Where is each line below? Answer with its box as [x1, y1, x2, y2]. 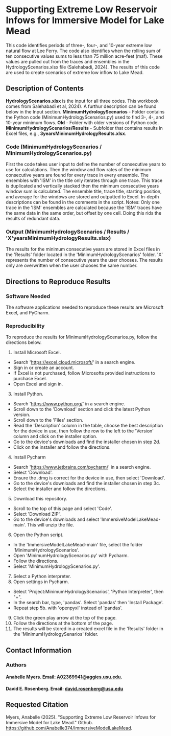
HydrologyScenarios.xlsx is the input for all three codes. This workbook [6, 98, 159, 104]
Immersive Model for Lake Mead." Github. [6, 719, 93, 725]
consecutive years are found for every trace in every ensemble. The [6, 172, 149, 178]
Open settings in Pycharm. [13, 579, 69, 585]
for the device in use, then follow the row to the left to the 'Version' [13, 428, 154, 434]
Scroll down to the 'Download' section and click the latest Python [13, 406, 151, 412]
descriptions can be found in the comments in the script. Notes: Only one [6, 199, 160, 205]
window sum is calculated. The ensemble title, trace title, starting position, [6, 188, 162, 195]
